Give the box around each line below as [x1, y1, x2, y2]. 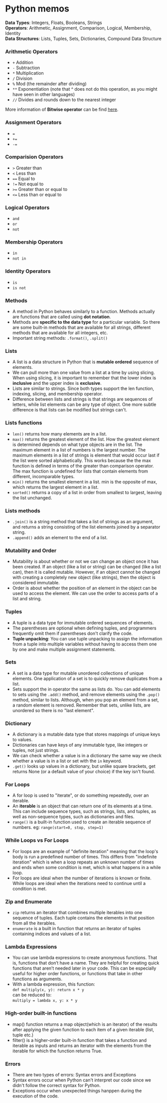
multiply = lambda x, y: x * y [12, 998, 78, 1003]
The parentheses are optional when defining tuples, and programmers [12, 625, 157, 631]
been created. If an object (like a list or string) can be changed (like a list [12, 564, 161, 570]
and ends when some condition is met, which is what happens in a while [12, 864, 161, 870]
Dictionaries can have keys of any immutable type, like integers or [12, 742, 148, 748]
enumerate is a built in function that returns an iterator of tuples [12, 925, 141, 931]
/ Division [12, 76, 33, 82]
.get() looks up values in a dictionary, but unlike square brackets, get [12, 763, 156, 769]
